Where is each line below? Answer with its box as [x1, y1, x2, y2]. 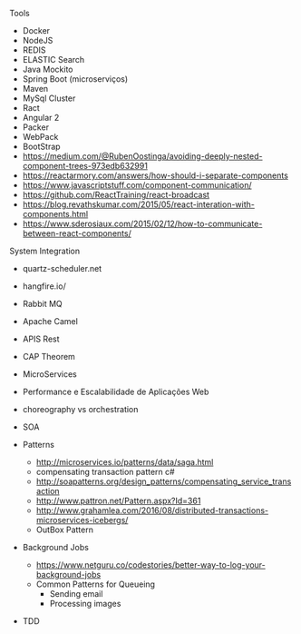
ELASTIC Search [22, 54, 85, 64]
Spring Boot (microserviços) [22, 74, 129, 84]
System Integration [9, 245, 81, 256]
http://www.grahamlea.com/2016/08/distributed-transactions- [35, 505, 269, 516]
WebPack [22, 132, 59, 142]
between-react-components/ [22, 228, 131, 239]
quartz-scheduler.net [22, 263, 102, 273]
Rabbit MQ [22, 299, 63, 309]
